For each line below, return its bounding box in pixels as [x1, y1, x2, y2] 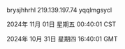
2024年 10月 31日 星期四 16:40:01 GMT [6, 35, 118, 43]
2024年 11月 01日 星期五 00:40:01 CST [6, 20, 117, 28]
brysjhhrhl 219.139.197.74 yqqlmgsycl [6, 6, 112, 14]
